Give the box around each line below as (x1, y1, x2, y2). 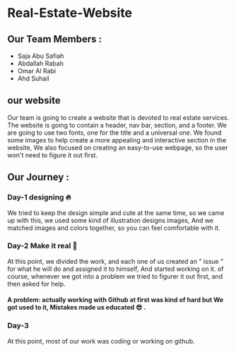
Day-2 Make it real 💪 (7, 241, 78, 251)
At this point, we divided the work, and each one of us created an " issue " (7, 257, 224, 265)
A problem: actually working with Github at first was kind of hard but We (7, 296, 224, 304)
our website (7, 95, 61, 107)
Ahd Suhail (17, 74, 49, 83)
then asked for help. (7, 279, 66, 288)
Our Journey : (7, 171, 69, 183)
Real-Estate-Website (7, 5, 133, 21)
